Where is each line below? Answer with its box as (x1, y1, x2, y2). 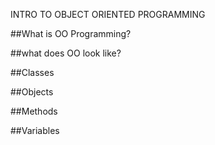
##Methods (10, 105, 58, 117)
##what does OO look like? (10, 47, 122, 59)
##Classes (10, 67, 55, 78)
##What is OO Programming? (10, 28, 132, 39)
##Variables (10, 125, 60, 136)
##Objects (10, 86, 54, 98)
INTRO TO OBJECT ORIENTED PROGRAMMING (10, 9, 206, 20)
